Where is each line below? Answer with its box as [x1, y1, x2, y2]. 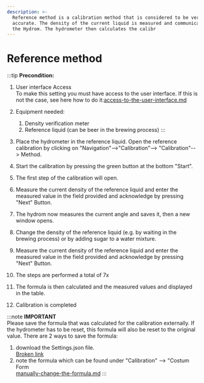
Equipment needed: [15, 108, 65, 116]
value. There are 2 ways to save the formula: [7, 332, 118, 339]
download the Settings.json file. [15, 344, 95, 352]
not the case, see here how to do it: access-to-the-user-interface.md [15, 96, 187, 103]
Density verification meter [24, 120, 90, 127]
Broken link [15, 350, 44, 358]
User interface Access [15, 83, 72, 91]
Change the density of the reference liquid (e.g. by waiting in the [15, 229, 177, 236]
